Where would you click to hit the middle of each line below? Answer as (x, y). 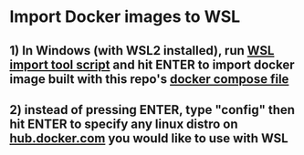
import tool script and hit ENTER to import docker (152, 64)
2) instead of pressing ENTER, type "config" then (152, 110)
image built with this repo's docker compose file (149, 79)
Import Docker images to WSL (125, 17)
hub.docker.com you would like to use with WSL (149, 138)
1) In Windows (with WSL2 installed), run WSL (142, 51)
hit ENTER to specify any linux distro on (124, 124)
